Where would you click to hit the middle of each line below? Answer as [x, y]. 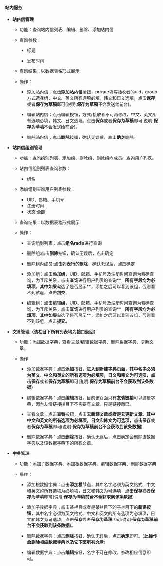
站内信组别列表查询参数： [45, 168]
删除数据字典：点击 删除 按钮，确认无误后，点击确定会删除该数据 [91, 437]
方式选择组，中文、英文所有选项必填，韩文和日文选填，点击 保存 [91, 98]
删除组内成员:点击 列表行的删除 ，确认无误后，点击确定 [81, 264]
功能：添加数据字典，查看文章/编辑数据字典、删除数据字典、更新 [84, 342]
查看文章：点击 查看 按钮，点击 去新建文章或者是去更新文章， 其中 [91, 414]
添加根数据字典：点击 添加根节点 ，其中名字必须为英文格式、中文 [91, 485]
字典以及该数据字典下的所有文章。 [61, 443]
